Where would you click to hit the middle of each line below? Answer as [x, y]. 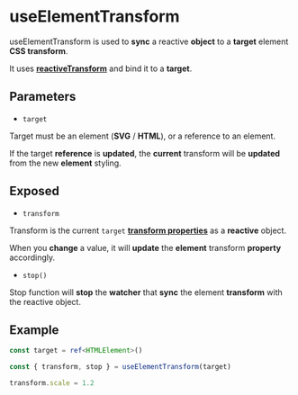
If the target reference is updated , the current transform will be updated [145, 153]
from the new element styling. [65, 163]
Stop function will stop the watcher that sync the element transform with [146, 292]
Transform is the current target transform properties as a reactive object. [148, 230]
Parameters [43, 97]
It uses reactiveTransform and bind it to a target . [101, 68]
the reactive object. [45, 301]
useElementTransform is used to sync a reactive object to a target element [149, 41]
